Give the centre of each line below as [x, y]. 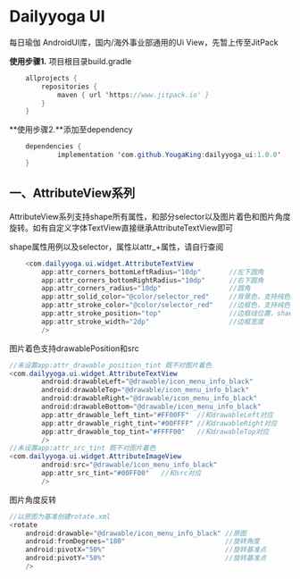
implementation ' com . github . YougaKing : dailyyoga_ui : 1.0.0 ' [169, 155]
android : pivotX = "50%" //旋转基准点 [146, 550]
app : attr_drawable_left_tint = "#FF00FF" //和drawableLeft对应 [158, 415]
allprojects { [51, 78]
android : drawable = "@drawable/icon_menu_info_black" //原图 [136, 533]
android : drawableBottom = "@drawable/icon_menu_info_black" [151, 407]
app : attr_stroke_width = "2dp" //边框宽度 [153, 322]
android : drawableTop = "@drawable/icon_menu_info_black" [146, 390]
